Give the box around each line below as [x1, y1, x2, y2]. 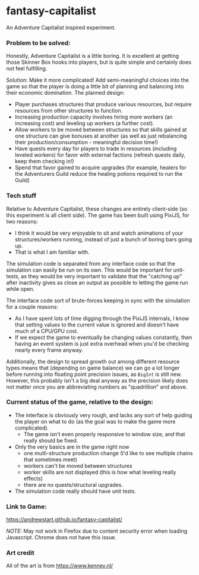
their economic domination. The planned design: [6, 89, 125, 97]
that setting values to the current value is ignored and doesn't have [14, 321, 179, 328]
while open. [6, 285, 35, 293]
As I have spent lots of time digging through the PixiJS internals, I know [14, 315, 189, 322]
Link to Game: [6, 502, 47, 511]
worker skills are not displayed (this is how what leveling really [23, 468, 176, 475]
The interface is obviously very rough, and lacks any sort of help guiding [14, 411, 192, 418]
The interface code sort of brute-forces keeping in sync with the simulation [6, 297, 190, 304]
